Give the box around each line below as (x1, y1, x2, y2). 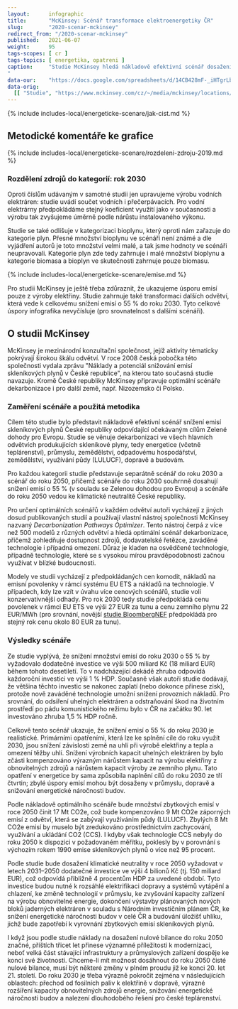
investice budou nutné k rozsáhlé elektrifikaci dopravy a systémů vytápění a (7, 882, 229, 890)
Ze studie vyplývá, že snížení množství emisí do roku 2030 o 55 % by (7, 652, 210, 660)
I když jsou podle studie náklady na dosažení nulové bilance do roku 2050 (7, 933, 224, 941)
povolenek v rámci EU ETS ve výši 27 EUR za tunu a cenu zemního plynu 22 (7, 603, 229, 611)
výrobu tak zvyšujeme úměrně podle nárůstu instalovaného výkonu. (7, 212, 205, 221)
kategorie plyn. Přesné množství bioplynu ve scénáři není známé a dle (7, 234, 212, 242)
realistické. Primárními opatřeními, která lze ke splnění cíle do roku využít (7, 733, 220, 742)
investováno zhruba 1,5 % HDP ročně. (7, 712, 118, 721)
